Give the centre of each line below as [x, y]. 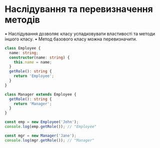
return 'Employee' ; [34, 76]
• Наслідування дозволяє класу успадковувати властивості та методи [80, 33]
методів [22, 20]
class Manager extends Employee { [41, 94]
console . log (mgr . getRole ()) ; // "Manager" [49, 140]
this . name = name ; [33, 62]
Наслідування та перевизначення [79, 9]
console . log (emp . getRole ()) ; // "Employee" [51, 127]
